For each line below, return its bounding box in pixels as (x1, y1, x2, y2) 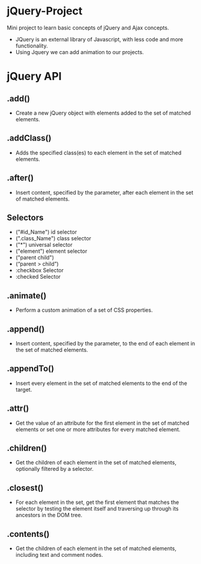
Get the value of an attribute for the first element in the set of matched (15, 419, 190, 426)
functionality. (15, 42, 48, 49)
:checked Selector (15, 273, 61, 280)
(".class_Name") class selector (15, 235, 92, 242)
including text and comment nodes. (15, 551, 103, 559)
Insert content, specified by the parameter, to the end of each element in (15, 340, 196, 347)
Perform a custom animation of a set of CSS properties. (15, 306, 153, 314)
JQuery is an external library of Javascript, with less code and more (15, 35, 184, 43)
